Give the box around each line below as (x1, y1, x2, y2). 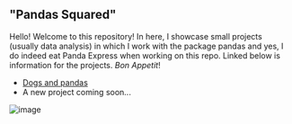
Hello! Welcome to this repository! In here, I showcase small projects (9, 31, 262, 41)
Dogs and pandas (22, 76, 88, 88)
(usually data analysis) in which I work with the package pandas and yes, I (9, 40, 284, 51)
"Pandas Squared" (9, 7, 117, 22)
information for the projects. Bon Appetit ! (9, 59, 161, 70)
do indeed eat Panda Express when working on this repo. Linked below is (9, 49, 281, 61)
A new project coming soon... (22, 86, 132, 97)
